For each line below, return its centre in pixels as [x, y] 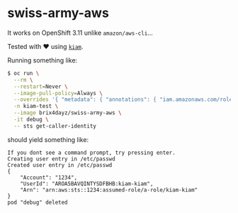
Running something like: [42, 60]
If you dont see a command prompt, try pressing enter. [91, 153]
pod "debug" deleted [38, 202]
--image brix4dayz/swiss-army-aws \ [68, 113]
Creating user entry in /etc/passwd [61, 159]
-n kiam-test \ [36, 106]
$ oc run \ [23, 73]
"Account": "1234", [49, 177]
